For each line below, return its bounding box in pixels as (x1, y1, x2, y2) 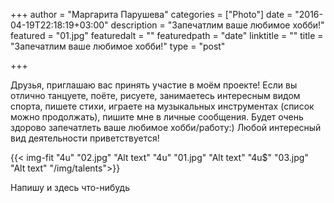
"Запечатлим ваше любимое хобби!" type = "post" (10, 40, 226, 52)
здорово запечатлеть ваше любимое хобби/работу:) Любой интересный (10, 122, 322, 133)
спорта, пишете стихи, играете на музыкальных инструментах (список (10, 100, 315, 112)
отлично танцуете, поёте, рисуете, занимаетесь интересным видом (10, 90, 301, 101)
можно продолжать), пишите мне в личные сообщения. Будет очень (10, 111, 304, 123)
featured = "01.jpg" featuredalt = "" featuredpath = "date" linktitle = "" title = (10, 30, 324, 41)
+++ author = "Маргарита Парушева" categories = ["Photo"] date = (10, 9, 293, 20)
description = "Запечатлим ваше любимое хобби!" (110, 19, 325, 31)
